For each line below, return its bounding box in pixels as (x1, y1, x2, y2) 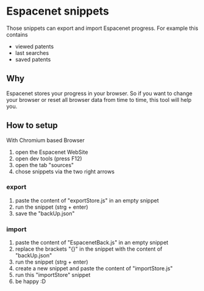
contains (6, 31, 29, 38)
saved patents (15, 56, 51, 63)
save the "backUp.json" (15, 209, 75, 217)
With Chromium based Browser (6, 136, 85, 144)
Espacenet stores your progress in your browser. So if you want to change (6, 90, 193, 97)
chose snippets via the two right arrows (15, 168, 114, 175)
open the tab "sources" (15, 161, 74, 168)
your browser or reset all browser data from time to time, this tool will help (6, 96, 192, 103)
